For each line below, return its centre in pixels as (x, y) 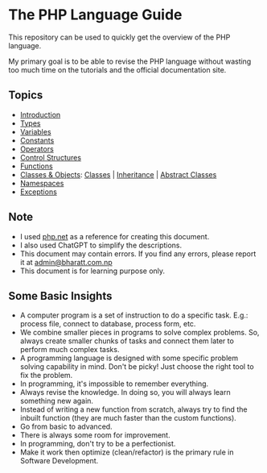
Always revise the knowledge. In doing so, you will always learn (125, 392)
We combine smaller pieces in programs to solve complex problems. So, (140, 333)
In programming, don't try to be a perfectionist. (98, 444)
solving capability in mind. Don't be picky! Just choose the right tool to (137, 367)
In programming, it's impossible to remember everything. (114, 384)
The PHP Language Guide (95, 15)
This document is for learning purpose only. (92, 271)
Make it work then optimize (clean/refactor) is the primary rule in (127, 452)
